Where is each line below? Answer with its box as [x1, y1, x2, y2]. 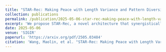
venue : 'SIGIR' [5, 30, 37, 35]
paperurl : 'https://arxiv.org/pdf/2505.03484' [5, 35, 103, 40]
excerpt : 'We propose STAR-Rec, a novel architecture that [5, 21, 129, 26]
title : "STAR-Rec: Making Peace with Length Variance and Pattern [5, 7, 145, 12]
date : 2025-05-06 [5, 26, 41, 31]
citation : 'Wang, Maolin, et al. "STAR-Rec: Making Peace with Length [5, 40, 154, 45]
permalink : [5, 16, 28, 21]
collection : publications [5, 12, 58, 17]
